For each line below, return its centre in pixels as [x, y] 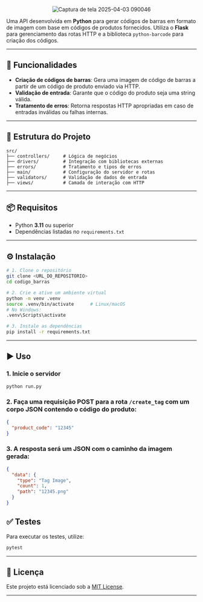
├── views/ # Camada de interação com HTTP [76, 183]
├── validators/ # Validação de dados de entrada [77, 177]
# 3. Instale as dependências [44, 326]
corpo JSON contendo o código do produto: [72, 410]
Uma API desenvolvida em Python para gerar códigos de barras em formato [101, 21]
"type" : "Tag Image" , [44, 480]
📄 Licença [25, 572]
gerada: [18, 456]
